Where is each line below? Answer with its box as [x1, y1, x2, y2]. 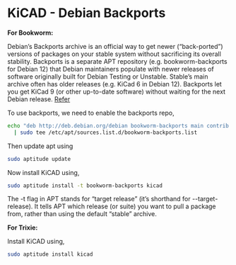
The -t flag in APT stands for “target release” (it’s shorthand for [7, 195, 191, 203]
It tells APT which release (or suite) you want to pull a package [34, 202, 216, 210]
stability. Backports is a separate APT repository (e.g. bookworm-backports [7, 57, 228, 65]
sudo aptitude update [7, 155, 71, 162]
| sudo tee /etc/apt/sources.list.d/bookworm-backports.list [13, 129, 198, 136]
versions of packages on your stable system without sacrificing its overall [7, 50, 221, 58]
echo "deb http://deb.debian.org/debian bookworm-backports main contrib [7, 122, 230, 129]
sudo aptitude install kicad [7, 251, 93, 258]
